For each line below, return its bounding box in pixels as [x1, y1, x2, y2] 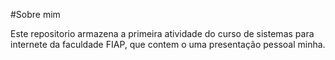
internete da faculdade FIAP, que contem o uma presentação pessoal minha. [10, 39, 326, 50]
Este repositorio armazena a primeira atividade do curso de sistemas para [10, 28, 315, 39]
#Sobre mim [10, 9, 61, 20]
